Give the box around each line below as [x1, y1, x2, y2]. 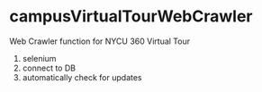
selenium [22, 53, 57, 63]
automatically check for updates [22, 71, 142, 82]
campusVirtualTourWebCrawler [9, 6, 253, 27]
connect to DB [22, 63, 77, 73]
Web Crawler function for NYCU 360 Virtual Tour [9, 36, 191, 46]
